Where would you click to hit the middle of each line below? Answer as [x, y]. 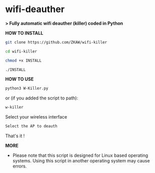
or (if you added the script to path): [42, 98]
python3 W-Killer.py [27, 89]
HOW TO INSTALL [24, 33]
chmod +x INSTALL [23, 61]
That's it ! [15, 136]
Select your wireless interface [36, 117]
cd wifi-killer [21, 51]
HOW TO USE [19, 79]
